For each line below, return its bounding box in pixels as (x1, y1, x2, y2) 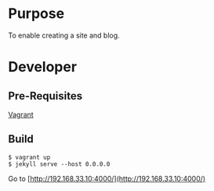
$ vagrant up (8, 153, 51, 161)
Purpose (8, 5, 65, 23)
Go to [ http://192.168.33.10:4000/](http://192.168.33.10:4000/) (8, 174, 206, 183)
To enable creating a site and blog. (8, 31, 120, 40)
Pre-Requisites (8, 89, 83, 103)
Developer (8, 58, 77, 76)
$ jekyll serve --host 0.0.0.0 (8, 160, 111, 168)
